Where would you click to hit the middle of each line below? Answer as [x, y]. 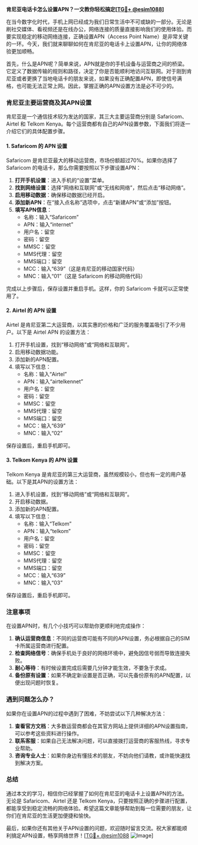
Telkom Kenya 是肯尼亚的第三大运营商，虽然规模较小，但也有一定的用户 [94, 474]
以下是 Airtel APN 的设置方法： [54, 332]
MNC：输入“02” [43, 433]
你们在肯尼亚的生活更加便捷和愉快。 [50, 816]
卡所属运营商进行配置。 [43, 646]
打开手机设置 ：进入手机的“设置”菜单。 [61, 180]
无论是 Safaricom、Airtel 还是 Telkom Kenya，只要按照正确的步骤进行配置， [98, 801]
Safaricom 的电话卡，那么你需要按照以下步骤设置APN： [74, 167]
